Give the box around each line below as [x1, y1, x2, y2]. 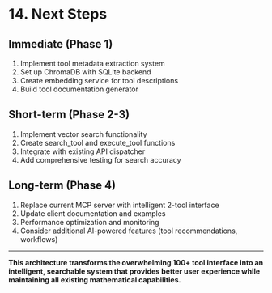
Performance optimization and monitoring [19, 217, 159, 227]
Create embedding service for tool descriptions [19, 76, 179, 85]
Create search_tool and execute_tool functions [19, 138, 176, 147]
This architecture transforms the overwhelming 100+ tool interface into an [8, 257, 264, 267]
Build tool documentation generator [19, 84, 139, 94]
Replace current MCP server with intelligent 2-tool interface [19, 200, 220, 210]
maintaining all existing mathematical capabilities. [8, 274, 181, 284]
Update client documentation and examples [19, 208, 166, 219]
